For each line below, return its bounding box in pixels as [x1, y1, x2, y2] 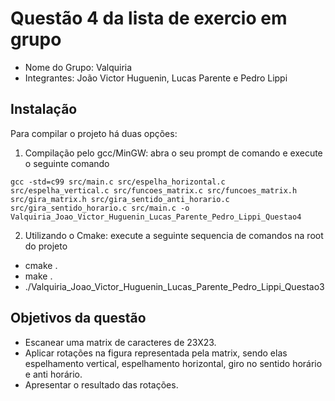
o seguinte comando [24, 157, 110, 169]
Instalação [10, 101, 78, 118]
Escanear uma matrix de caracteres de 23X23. [24, 336, 217, 348]
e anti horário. [24, 368, 83, 380]
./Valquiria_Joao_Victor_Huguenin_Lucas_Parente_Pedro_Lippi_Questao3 [24, 280, 325, 292]
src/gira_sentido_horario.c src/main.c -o [10, 203, 190, 213]
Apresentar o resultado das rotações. [24, 378, 179, 391]
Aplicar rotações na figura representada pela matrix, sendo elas [24, 347, 288, 359]
